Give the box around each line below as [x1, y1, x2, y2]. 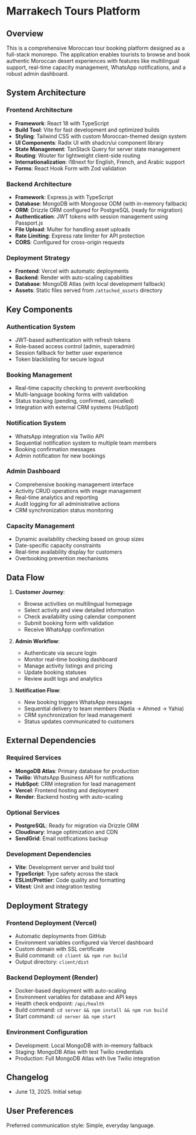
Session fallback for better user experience [14, 349, 122, 356]
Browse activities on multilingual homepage [24, 600, 133, 607]
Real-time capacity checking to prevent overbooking [14, 385, 146, 392]
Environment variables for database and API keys [14, 993, 138, 1001]
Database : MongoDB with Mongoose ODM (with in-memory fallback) [14, 200, 188, 207]
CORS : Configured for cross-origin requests [14, 238, 125, 246]
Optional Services [6, 808, 60, 816]
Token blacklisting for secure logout [14, 356, 104, 363]
